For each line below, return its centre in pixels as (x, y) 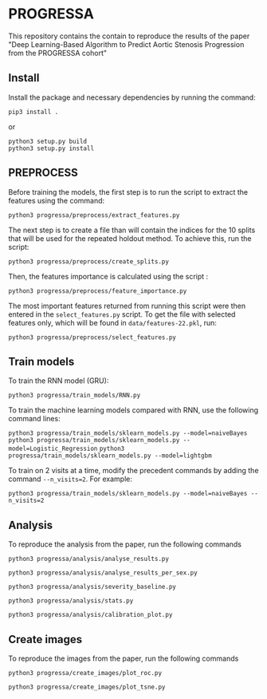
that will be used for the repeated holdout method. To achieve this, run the (130, 238)
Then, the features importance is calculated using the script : (108, 276)
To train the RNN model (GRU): (59, 381)
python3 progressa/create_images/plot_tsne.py (87, 687)
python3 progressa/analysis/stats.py (71, 601)
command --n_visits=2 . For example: (71, 479)
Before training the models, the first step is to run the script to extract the (128, 192)
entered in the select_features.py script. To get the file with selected (122, 314)
